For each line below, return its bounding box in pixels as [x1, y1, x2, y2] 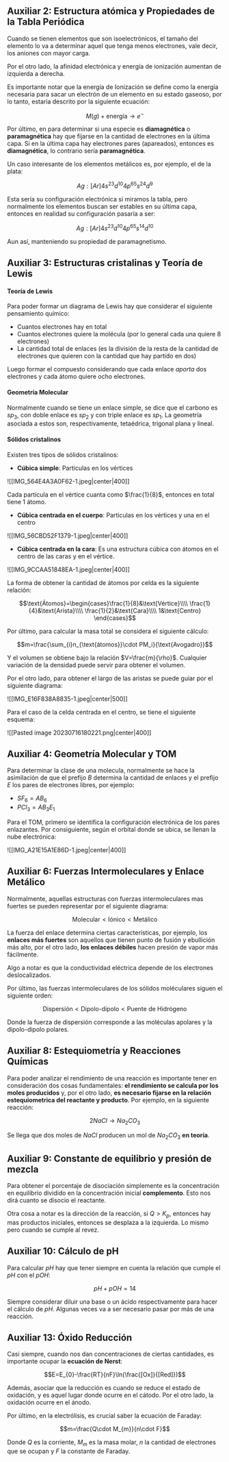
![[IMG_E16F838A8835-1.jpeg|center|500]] [7, 695, 128, 703]
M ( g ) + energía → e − [85, 110, 144, 120]
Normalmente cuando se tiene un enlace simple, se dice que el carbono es [7, 404, 218, 412]
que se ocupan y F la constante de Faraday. [7, 1447, 131, 1455]
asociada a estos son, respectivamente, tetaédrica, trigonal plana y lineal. [7, 419, 214, 428]
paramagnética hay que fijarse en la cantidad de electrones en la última [7, 132, 211, 140]
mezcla [7, 1163, 39, 1175]
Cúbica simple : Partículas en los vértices [16, 464, 133, 472]
